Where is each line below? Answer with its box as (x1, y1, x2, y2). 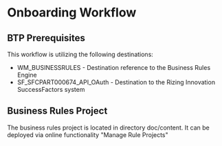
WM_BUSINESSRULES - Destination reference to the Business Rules (16, 64, 211, 71)
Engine (16, 71, 37, 79)
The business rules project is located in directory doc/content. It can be (7, 123, 210, 132)
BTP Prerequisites (7, 32, 86, 44)
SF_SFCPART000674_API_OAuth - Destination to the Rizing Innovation (16, 78, 215, 86)
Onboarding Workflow (7, 5, 137, 21)
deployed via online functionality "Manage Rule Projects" (7, 130, 168, 138)
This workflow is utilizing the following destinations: (7, 50, 153, 58)
